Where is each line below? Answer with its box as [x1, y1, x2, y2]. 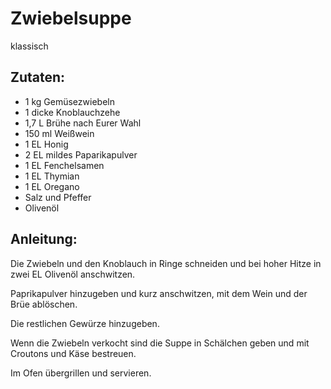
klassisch [10, 40, 49, 52]
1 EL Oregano [24, 180, 80, 192]
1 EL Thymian [24, 170, 80, 182]
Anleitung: [10, 231, 78, 248]
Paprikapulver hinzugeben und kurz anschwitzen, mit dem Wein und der [10, 287, 308, 299]
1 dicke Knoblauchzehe [24, 106, 121, 118]
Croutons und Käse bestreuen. [10, 347, 137, 359]
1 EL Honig [24, 138, 69, 150]
